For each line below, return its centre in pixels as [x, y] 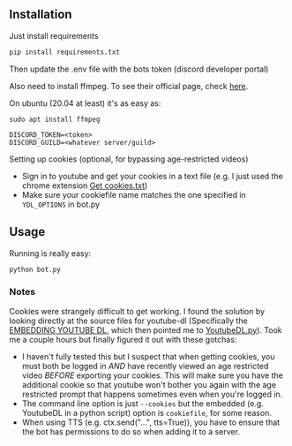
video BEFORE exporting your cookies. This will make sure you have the [153, 375]
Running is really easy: [50, 253]
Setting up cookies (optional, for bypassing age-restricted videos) [129, 159]
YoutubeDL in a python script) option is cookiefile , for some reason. [146, 412]
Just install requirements [54, 35]
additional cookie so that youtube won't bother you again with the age [149, 384]
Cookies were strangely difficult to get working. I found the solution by [137, 311]
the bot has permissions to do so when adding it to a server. [131, 431]
